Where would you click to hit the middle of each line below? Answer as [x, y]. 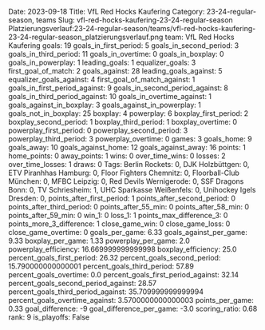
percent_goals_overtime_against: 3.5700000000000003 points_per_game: [131, 300]
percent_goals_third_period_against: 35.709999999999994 [106, 292]
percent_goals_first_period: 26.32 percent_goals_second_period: [115, 258]
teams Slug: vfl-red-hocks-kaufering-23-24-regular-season [134, 20]
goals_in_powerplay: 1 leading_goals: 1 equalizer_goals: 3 [102, 62]
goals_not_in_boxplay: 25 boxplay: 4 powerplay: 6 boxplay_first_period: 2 [129, 113]
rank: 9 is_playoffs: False [49, 317]
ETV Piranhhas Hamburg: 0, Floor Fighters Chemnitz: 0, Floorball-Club [124, 173]
